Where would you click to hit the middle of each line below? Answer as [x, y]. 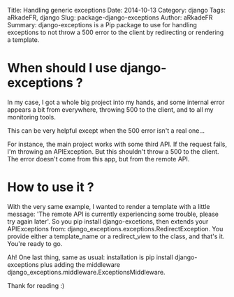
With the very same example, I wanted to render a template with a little [109, 206]
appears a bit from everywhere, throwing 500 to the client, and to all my [110, 109]
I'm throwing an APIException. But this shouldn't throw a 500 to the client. [113, 151]
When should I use [62, 68]
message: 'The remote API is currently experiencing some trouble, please [113, 214]
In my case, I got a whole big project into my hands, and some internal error [116, 102]
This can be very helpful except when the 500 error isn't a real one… [106, 130]
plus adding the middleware [80, 264]
